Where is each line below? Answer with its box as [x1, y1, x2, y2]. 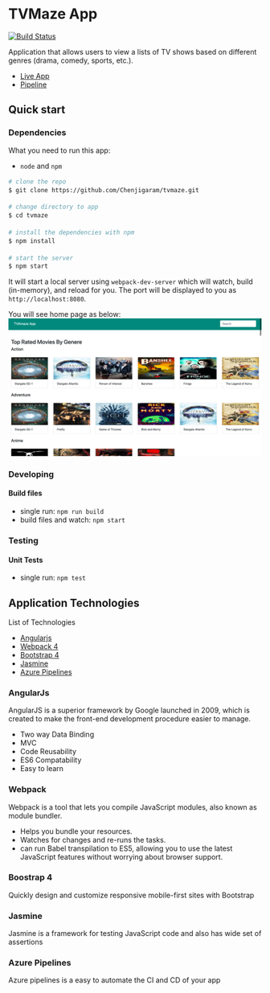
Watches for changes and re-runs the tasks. [19, 835, 166, 844]
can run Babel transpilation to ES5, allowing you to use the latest [19, 843, 233, 853]
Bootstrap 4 [19, 650, 59, 659]
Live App [19, 71, 50, 80]
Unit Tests [8, 555, 43, 564]
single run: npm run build [19, 507, 104, 516]
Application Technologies [8, 596, 140, 609]
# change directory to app [8, 203, 99, 211]
